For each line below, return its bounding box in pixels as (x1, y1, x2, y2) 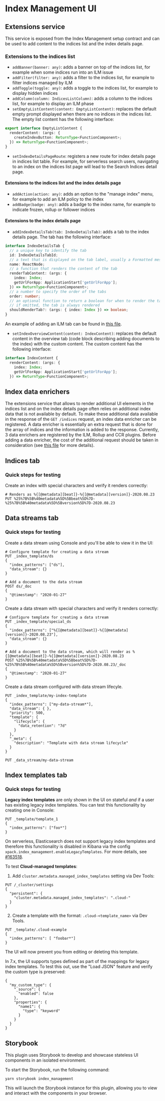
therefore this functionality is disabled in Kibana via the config (5, 843, 131, 849)
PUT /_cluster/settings (5, 883, 54, 888)
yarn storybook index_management (5, 1076, 74, 1081)
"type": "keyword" (23, 1009, 60, 1014)
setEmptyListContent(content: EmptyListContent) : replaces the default (12, 106, 157, 112)
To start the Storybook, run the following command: (5, 1067, 110, 1073)
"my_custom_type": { (9, 983, 52, 988)
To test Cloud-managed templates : (5, 864, 78, 869)
